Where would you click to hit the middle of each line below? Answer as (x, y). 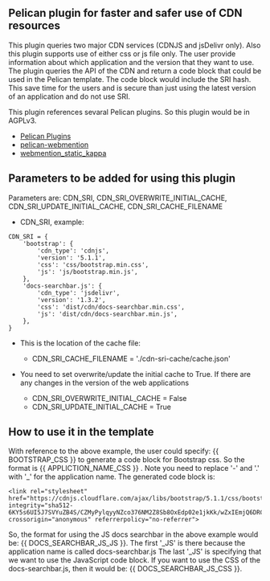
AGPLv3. (22, 121)
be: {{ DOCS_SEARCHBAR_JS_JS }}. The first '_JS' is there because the (127, 543)
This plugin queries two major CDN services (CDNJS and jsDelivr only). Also (135, 45)
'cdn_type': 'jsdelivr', (79, 293)
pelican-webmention (54, 145)
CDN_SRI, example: (52, 222)
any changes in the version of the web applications (104, 383)
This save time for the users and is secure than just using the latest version (132, 88)
